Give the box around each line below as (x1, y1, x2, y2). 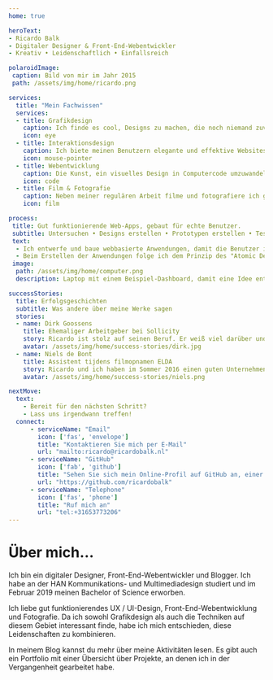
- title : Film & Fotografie (15, 185, 111, 193)
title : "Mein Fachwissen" (15, 101, 104, 110)
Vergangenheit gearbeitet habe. (8, 662, 115, 672)
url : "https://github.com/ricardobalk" (37, 477, 173, 486)
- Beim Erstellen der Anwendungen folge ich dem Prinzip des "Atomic (15, 252, 256, 260)
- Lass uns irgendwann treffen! (23, 410, 132, 418)
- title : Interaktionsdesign (15, 139, 115, 147)
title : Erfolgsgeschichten (15, 297, 107, 305)
